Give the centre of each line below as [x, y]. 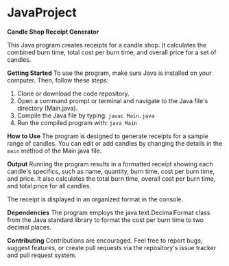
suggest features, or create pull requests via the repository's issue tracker [112, 247]
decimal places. [29, 227]
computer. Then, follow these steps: [58, 80]
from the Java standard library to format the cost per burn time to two [106, 220]
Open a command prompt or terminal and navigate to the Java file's [112, 100]
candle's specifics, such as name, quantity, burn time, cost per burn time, [111, 171]
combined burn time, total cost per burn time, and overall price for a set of [112, 52]
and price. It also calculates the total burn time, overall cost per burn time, [111, 178]
